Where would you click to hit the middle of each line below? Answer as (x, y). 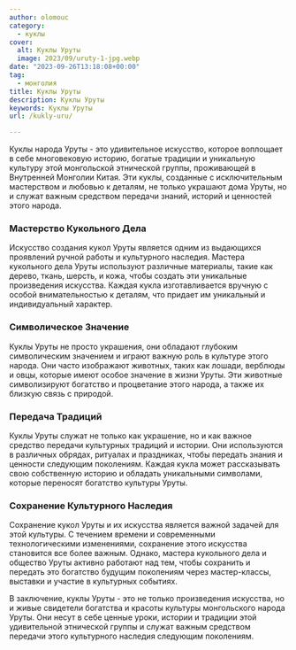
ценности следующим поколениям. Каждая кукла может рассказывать (145, 464)
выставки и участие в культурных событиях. (94, 582)
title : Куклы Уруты (45, 91)
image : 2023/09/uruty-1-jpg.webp (79, 58)
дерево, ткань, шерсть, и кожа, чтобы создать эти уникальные (128, 276)
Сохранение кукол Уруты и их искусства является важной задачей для (144, 525)
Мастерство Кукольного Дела (78, 228)
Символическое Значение (69, 327)
